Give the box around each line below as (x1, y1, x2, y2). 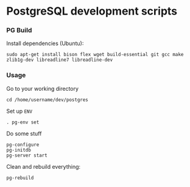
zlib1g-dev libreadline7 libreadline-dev (6, 57, 113, 63)
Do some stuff (6, 130, 42, 137)
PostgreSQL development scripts (6, 4, 178, 18)
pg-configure (6, 141, 40, 147)
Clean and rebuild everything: (6, 163, 81, 170)
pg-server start (6, 152, 47, 158)
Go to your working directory (6, 85, 79, 92)
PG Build (6, 26, 32, 35)
